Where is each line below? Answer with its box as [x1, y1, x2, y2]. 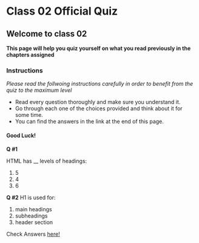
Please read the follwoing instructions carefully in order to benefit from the [6, 80, 193, 88]
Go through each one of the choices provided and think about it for [15, 105, 183, 112]
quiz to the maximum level [6, 86, 72, 94]
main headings [15, 205, 53, 213]
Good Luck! [6, 132, 36, 139]
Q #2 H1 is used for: [6, 194, 56, 201]
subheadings [15, 212, 48, 219]
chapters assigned [6, 51, 55, 58]
